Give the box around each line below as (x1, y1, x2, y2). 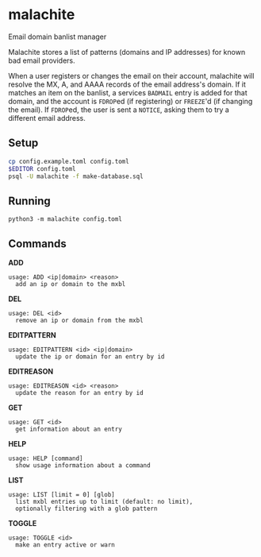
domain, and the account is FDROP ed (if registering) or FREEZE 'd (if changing (8, 96, 253, 106)
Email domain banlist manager (8, 32, 107, 41)
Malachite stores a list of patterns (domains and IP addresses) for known (8, 47, 246, 56)
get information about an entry (15, 425, 123, 433)
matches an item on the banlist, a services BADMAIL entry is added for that (8, 87, 248, 97)
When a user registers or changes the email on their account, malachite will (8, 71, 255, 80)
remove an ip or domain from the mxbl (15, 316, 144, 324)
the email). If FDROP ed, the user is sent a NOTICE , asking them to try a (8, 105, 230, 114)
